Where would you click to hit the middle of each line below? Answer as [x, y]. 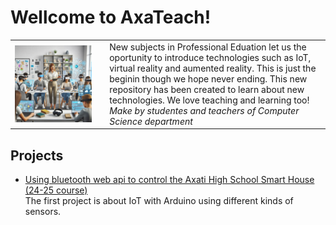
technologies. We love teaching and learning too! [209, 100]
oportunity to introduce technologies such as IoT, [210, 57]
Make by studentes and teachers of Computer [204, 110]
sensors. [43, 211]
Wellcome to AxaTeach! [111, 17]
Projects [37, 155]
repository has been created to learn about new [207, 89]
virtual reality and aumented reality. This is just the [213, 68]
